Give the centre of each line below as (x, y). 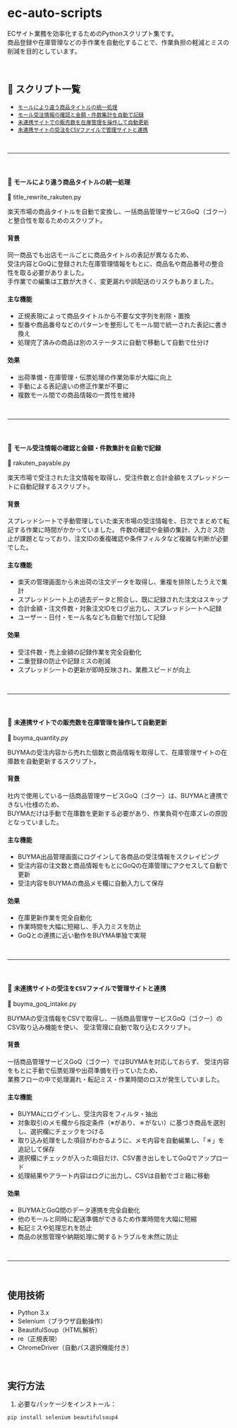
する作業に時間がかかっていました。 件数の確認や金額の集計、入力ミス (116, 530)
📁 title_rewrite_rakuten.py (44, 197)
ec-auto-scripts (55, 13)
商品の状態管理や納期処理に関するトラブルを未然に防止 (98, 1237)
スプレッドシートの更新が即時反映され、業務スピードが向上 (104, 669)
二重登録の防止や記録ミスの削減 (64, 661)
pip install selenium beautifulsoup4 (63, 1417)
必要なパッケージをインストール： (67, 1404)
